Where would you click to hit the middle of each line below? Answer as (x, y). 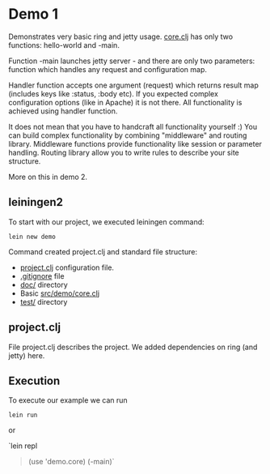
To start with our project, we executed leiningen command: (106, 222)
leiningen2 (36, 202)
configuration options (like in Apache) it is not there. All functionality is (125, 102)
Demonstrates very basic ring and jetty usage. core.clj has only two (120, 36)
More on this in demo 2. (48, 177)
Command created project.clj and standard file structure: (103, 251)
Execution (34, 380)
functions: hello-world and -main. (64, 45)
